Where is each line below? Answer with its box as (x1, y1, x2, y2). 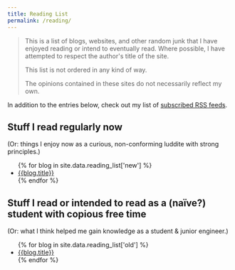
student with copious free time (7, 207, 147, 220)
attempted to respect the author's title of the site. (24, 51, 169, 60)
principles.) (7, 147, 41, 156)
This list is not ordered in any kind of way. (24, 65, 147, 74)
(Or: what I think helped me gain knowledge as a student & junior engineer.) (7, 227, 229, 235)
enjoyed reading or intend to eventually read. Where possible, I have (24, 44, 226, 53)
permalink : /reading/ (7, 17, 72, 24)
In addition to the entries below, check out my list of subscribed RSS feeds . (7, 100, 228, 109)
